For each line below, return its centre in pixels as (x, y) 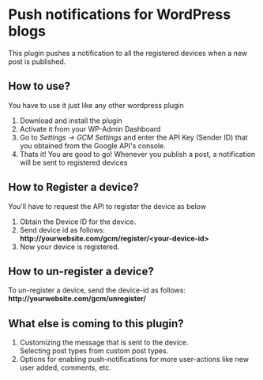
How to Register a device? (74, 187)
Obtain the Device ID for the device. (78, 222)
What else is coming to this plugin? (96, 324)
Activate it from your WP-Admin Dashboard (90, 129)
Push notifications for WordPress (120, 15)
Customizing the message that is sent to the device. (104, 343)
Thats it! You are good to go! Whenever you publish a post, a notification (137, 154)
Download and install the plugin (71, 121)
